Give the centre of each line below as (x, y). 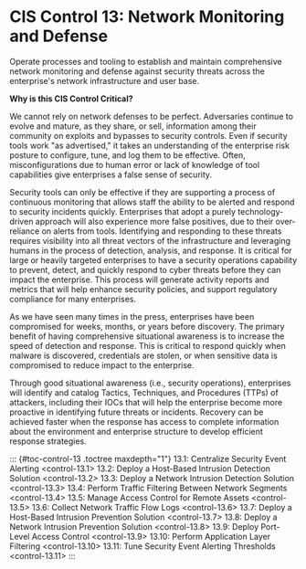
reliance (25, 231)
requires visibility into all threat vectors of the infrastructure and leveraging (150, 240)
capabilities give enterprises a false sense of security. (111, 174)
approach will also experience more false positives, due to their (154, 221)
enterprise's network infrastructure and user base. (105, 80)
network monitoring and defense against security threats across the (137, 71)
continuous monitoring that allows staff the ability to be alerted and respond (152, 202)
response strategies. (48, 441)
